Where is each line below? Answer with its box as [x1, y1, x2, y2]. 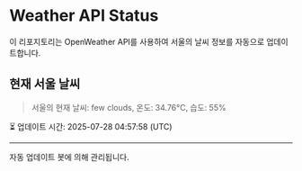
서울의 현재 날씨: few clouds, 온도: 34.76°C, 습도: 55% [31, 102, 226, 112]
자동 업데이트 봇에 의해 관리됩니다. [9, 151, 129, 162]
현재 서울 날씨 [9, 76, 81, 92]
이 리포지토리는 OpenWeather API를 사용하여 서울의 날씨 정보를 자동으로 [9, 36, 265, 47]
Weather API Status [9, 5, 159, 26]
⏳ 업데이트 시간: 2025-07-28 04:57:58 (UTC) [9, 121, 173, 131]
